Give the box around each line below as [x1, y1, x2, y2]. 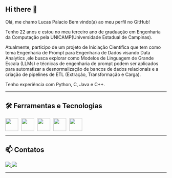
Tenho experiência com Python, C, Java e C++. [5, 81, 105, 87]
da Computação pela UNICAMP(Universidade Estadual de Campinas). [5, 34, 153, 40]
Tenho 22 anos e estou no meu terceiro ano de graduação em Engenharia [5, 29, 161, 35]
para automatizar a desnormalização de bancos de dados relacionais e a [5, 66, 159, 72]
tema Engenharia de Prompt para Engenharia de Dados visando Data [5, 49, 150, 55]
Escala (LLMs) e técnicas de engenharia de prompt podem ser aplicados [5, 60, 159, 67]
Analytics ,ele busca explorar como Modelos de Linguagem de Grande [5, 55, 154, 61]
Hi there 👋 [5, 5, 37, 14]
